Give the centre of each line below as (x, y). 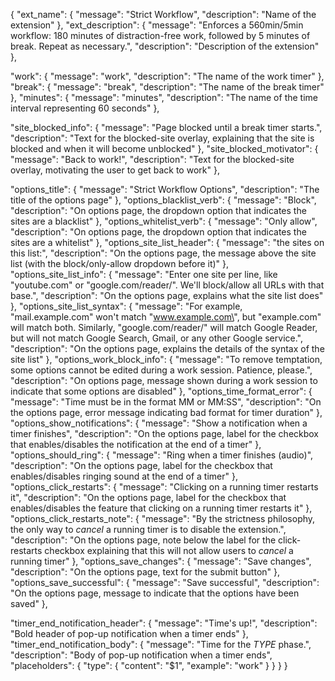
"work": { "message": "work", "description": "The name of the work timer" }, (167, 76)
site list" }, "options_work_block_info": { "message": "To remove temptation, (166, 359)
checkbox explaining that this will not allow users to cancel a (169, 550)
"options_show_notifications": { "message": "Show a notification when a (159, 423)
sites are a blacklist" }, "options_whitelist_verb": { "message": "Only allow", (164, 221)
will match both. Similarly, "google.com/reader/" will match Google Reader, (164, 327)
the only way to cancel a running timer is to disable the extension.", (148, 529)
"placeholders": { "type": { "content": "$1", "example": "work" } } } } (149, 665)
